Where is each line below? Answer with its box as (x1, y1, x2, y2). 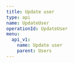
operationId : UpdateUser (6, 25, 68, 32)
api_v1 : (11, 37, 31, 43)
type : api (6, 14, 31, 20)
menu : (6, 31, 20, 37)
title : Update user (6, 8, 55, 15)
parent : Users (17, 48, 52, 54)
